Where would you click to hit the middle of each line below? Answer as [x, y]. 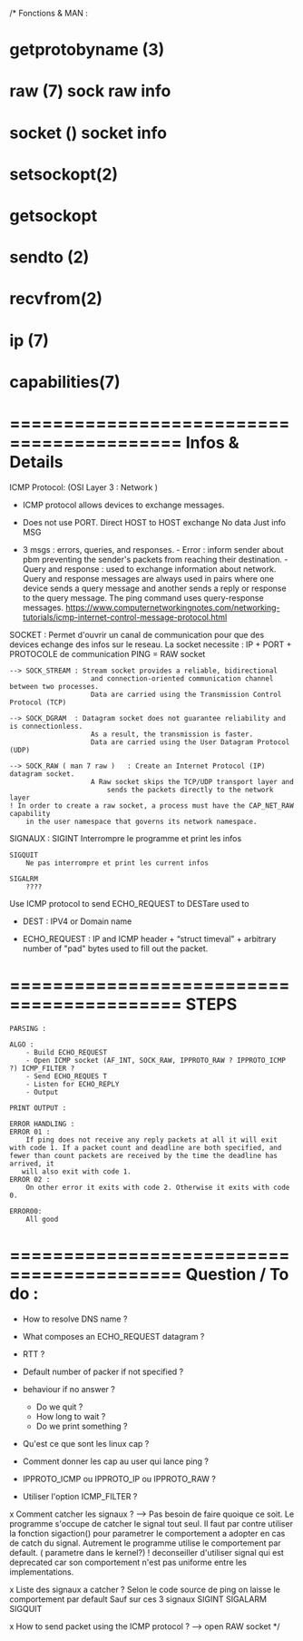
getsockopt [54, 216]
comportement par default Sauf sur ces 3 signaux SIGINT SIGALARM [138, 1599]
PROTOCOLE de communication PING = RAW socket [108, 653]
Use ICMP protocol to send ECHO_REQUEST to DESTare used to [129, 903]
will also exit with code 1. [76, 1171]
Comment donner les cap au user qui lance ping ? [115, 1461]
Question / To [237, 1274]
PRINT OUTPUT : [38, 1108]
